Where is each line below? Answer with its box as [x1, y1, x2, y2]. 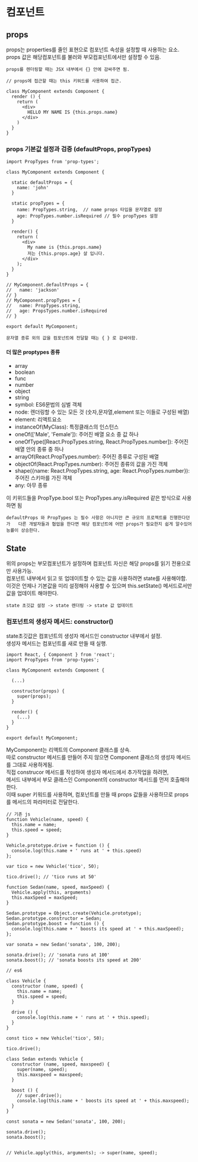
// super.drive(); [17, 1092, 62, 1098]
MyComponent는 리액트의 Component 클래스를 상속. [6, 746, 132, 753]
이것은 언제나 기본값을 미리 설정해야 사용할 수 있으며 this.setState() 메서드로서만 [6, 582, 193, 589]
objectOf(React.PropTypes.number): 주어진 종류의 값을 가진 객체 [14, 460, 168, 467]
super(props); [17, 693, 52, 699]
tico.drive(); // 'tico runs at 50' [6, 873, 97, 880]
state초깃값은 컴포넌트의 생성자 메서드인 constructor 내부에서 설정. [6, 632, 162, 639]
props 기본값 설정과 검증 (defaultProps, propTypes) [6, 145, 151, 153]
